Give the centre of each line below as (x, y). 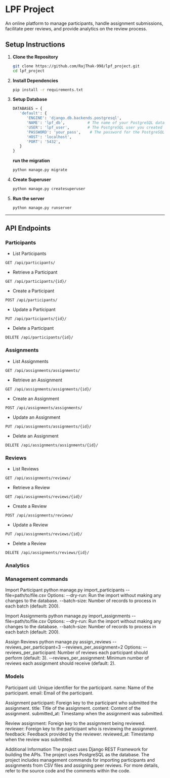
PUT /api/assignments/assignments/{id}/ (49, 426)
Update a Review (30, 525)
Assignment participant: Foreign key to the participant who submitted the (81, 703)
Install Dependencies (35, 80)
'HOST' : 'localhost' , (49, 137)
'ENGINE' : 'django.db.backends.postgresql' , (74, 118)
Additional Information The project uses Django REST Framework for (77, 749)
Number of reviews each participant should (103, 653)
